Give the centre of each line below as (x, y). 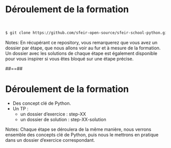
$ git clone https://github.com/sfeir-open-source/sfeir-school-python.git (87, 33)
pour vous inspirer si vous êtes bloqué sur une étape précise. (69, 58)
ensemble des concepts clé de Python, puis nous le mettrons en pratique (82, 135)
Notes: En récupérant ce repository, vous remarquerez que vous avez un (81, 42)
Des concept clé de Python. (42, 103)
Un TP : (21, 108)
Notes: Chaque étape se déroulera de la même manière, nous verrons (78, 129)
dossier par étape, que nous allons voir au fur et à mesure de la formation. (83, 48)
